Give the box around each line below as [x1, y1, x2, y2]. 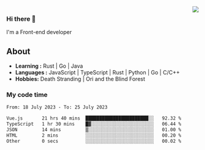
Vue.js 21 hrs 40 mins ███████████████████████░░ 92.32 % [6, 115, 182, 121]
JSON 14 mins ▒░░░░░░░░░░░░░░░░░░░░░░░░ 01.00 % [6, 127, 182, 133]
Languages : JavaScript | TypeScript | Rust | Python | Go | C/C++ [15, 69, 180, 76]
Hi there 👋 [6, 15, 37, 23]
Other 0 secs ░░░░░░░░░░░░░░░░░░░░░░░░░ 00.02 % [6, 138, 182, 144]
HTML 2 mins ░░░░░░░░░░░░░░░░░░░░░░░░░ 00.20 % [6, 132, 182, 138]
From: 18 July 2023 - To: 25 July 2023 [6, 104, 108, 110]
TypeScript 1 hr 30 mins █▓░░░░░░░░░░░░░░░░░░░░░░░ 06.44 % [6, 121, 182, 127]
